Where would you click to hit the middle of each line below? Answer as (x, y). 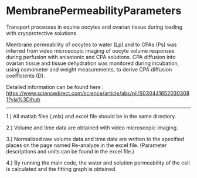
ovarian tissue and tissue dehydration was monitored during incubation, (93, 63)
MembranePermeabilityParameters (94, 11)
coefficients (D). (26, 76)
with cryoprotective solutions (41, 33)
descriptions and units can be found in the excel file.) (70, 151)
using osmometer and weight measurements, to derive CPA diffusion (89, 69)
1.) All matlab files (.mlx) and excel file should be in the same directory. (91, 116)
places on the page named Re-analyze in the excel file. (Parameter (86, 145)
